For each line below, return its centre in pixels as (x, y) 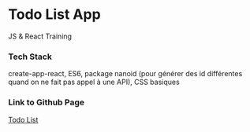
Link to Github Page (47, 102)
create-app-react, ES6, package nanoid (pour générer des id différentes (125, 74)
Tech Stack (30, 57)
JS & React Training (40, 36)
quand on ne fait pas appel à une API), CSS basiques (94, 82)
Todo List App (54, 15)
